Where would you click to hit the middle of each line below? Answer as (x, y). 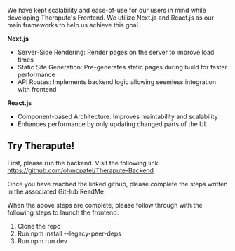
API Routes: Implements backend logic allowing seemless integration (117, 82)
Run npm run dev (42, 240)
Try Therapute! (41, 146)
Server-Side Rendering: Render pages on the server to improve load (116, 52)
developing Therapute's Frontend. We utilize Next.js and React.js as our (110, 18)
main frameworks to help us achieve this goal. (74, 25)
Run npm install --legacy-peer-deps (69, 233)
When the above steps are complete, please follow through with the (105, 205)
